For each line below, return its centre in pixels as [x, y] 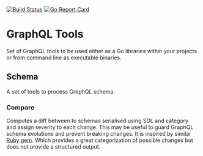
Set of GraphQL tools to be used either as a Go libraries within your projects [102, 51]
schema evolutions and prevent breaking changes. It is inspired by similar [99, 134]
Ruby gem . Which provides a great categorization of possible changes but [100, 140]
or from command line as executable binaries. [64, 58]
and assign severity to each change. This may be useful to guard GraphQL [100, 127]
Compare [20, 107]
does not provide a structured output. [54, 147]
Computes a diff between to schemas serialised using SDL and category [97, 121]
